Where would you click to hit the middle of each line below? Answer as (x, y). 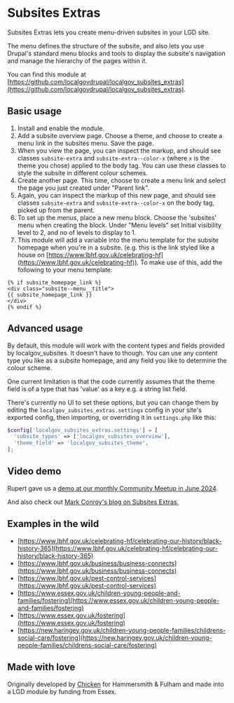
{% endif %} (25, 307)
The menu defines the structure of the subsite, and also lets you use (106, 46)
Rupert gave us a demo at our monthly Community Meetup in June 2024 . (113, 488)
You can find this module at (47, 74)
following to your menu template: (65, 269)
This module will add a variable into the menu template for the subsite (118, 240)
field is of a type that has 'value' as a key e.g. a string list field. (97, 389)
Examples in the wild (53, 524)
